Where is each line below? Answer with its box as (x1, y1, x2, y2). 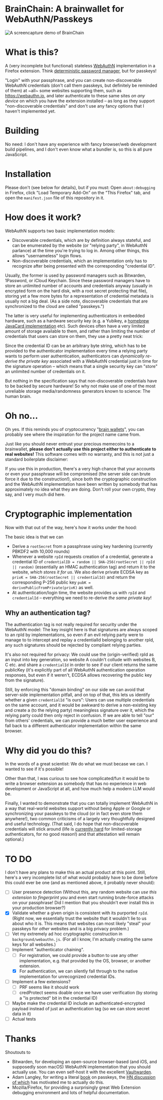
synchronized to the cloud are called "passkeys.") (5, 303, 104, 309)
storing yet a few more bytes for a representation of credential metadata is (5, 293, 154, 299)
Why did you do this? (5, 745, 92, 756)
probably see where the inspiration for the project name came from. (5, 431, 141, 437)
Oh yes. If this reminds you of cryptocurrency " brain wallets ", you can (5, 426, 145, 432)
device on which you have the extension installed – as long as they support (5, 98, 155, 104)
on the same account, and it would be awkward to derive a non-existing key (5, 702, 157, 708)
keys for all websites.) (12, 941, 56, 947)
